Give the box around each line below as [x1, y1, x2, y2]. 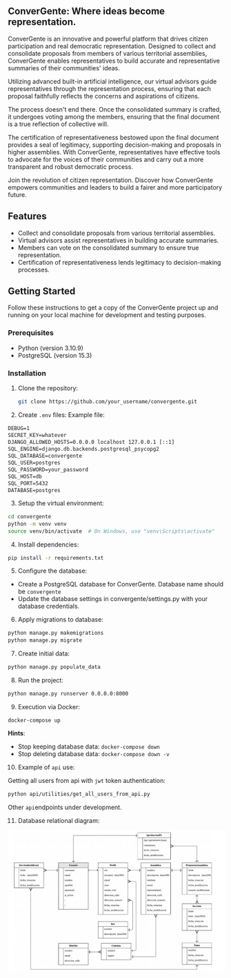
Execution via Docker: [17, 702, 80, 711]
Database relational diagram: [17, 816, 100, 824]
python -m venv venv [8, 520, 68, 527]
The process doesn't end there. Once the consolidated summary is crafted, [8, 105, 221, 113]
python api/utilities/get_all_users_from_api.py [8, 791, 150, 797]
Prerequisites [8, 328, 54, 338]
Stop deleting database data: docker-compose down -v [17, 749, 170, 757]
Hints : [8, 729, 26, 737]
